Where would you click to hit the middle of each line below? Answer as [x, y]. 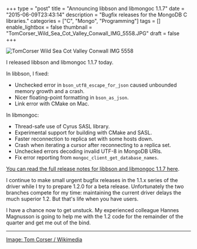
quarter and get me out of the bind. [48, 223]
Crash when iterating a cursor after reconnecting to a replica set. [93, 145]
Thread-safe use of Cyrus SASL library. [62, 126]
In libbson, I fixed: [28, 74]
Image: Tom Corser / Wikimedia [44, 239]
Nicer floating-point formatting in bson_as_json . [72, 97]
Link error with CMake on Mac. [52, 104]
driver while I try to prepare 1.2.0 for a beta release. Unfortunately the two [95, 186]
